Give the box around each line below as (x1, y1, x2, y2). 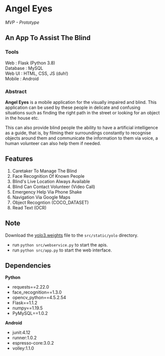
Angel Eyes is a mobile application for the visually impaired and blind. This (5, 99, 157, 105)
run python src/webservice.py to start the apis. (12, 242, 108, 248)
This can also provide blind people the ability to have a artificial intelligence (5, 124, 158, 130)
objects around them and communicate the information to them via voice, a (5, 135, 158, 141)
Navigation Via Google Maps (12, 194, 71, 200)
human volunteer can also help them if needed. (5, 140, 101, 146)
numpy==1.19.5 (12, 305, 43, 311)
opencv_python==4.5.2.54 (12, 295, 67, 301)
